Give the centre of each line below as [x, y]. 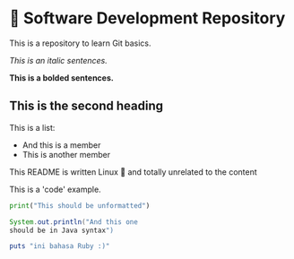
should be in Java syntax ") [62, 230]
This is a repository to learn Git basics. [80, 43]
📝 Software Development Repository [147, 18]
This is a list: [32, 127]
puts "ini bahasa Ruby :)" [60, 246]
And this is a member [61, 145]
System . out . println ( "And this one [74, 222]
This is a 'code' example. [55, 189]
